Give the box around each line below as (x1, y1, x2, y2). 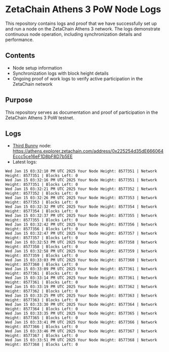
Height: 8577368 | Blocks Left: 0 (5, 342, 78, 347)
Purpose (5, 95, 33, 105)
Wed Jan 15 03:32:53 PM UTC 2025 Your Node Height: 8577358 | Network (5, 240, 157, 245)
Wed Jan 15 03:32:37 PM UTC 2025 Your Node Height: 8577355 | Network (5, 213, 157, 218)
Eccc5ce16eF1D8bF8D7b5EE (12, 153, 73, 159)
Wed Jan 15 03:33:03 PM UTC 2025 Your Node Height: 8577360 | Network (5, 258, 157, 263)
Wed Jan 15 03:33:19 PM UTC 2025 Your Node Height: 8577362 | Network (5, 284, 157, 290)
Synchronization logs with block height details (12, 70, 109, 76)
